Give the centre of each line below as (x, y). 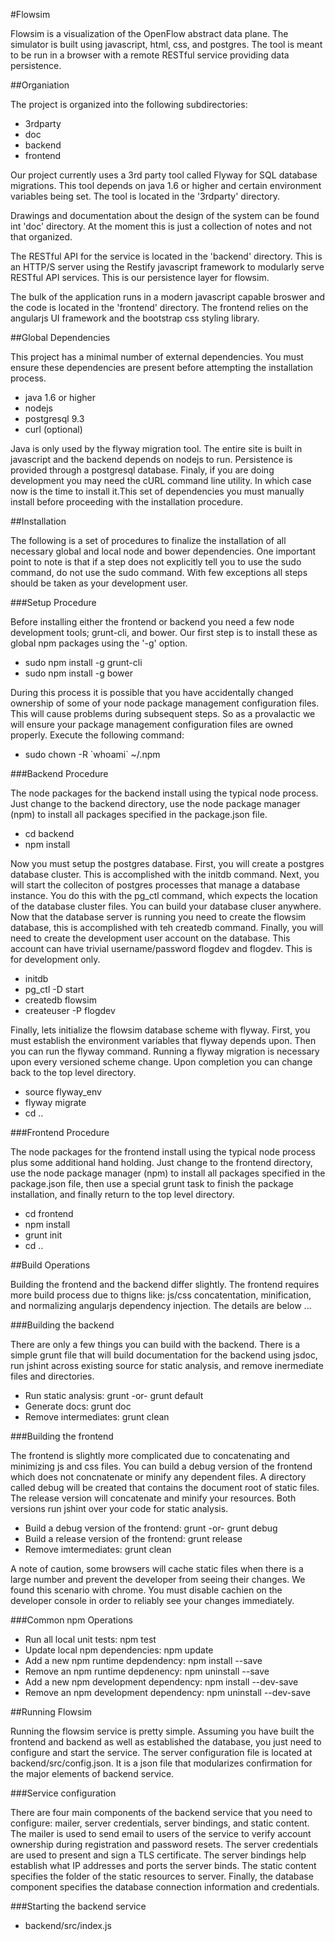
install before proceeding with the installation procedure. (127, 502)
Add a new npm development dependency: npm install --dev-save (161, 1682)
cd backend (49, 833)
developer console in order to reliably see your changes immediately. (152, 1600)
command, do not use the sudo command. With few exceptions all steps (159, 572)
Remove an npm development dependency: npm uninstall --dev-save (167, 1692)
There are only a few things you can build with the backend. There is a (155, 1344)
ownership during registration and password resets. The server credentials (164, 1844)
